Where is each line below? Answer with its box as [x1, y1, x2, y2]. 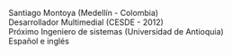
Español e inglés [8, 35, 69, 46]
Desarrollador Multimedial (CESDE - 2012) [8, 17, 164, 27]
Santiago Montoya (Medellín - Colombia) [8, 8, 159, 18]
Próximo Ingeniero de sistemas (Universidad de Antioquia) [8, 27, 224, 36]
